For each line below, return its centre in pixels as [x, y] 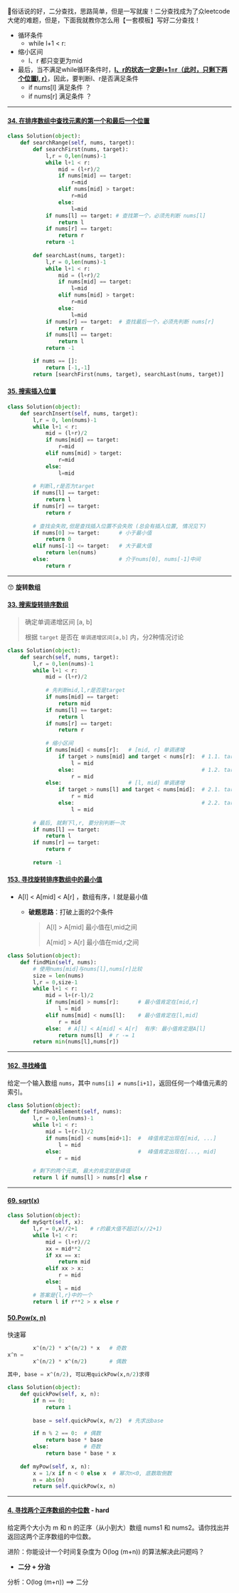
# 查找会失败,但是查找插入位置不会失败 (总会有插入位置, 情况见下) [120, 526]
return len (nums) [71, 553]
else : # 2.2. [139, 803]
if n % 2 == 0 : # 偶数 [67, 1433]
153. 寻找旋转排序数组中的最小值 [55, 880]
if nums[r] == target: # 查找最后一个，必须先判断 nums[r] [130, 321]
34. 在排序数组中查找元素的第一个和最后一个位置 [79, 120]
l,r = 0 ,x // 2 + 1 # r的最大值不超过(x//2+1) [98, 1229]
